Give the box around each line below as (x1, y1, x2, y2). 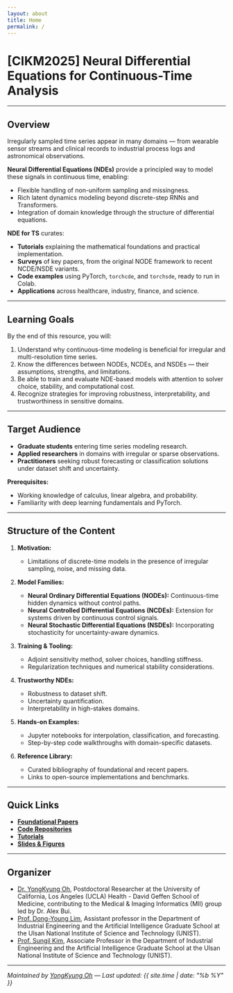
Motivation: (17, 543, 52, 552)
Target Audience (7, 424, 81, 435)
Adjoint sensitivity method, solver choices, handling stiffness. (27, 655, 203, 663)
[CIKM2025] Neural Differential (7, 53, 191, 69)
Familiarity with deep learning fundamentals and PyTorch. (17, 498, 182, 507)
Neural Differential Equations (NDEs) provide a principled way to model (7, 165, 214, 174)
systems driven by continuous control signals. (27, 613, 159, 621)
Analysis (7, 83, 59, 98)
